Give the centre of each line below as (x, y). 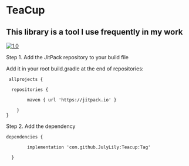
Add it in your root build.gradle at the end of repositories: (75, 69)
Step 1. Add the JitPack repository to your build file (67, 57)
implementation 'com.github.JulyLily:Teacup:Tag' (89, 147)
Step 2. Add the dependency (41, 126)
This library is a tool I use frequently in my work (95, 32)
